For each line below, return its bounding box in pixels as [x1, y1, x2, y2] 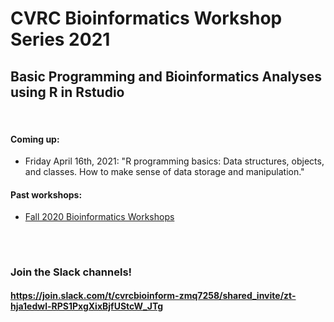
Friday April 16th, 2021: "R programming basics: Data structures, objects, [24, 155, 325, 167]
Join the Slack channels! [10, 265, 133, 279]
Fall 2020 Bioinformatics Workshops [24, 211, 175, 223]
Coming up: [10, 133, 60, 145]
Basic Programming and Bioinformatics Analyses [10, 68, 323, 85]
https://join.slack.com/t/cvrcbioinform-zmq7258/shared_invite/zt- [10, 290, 297, 302]
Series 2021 [10, 28, 111, 51]
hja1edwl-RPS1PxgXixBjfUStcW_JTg [10, 300, 164, 312]
